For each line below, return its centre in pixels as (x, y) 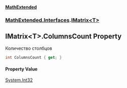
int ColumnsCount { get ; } (34, 58)
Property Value (21, 69)
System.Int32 (19, 80)
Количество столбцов (29, 48)
